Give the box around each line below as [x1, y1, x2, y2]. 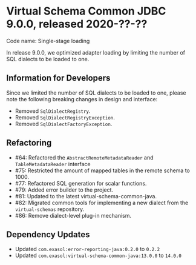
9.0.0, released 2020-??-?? [6, 17, 148, 31]
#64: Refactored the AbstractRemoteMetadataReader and [15, 153, 154, 161]
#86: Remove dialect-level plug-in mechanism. [15, 212, 132, 219]
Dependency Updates [6, 229, 90, 240]
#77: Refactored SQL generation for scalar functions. [15, 179, 147, 187]
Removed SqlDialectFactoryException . [15, 120, 113, 127]
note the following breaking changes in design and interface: [6, 95, 158, 102]
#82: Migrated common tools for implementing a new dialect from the [15, 199, 189, 206]
